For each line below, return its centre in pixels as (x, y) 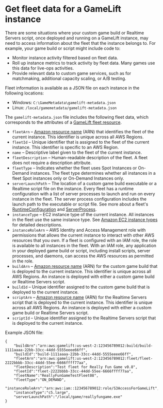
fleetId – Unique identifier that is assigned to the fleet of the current (81, 142)
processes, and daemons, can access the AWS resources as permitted (83, 256)
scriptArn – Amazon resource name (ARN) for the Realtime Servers (79, 297)
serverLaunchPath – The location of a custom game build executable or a (84, 183)
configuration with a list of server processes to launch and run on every (83, 194)
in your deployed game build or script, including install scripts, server (81, 250)
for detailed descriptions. (37, 224)
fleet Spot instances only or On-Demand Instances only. (68, 178)
